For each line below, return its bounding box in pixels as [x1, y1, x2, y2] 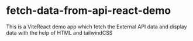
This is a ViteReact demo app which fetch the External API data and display [6, 23, 187, 30]
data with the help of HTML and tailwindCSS [6, 29, 113, 36]
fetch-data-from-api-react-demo [6, 4, 171, 17]
